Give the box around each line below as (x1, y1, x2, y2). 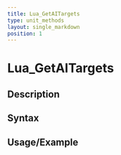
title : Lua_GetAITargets (7, 10, 80, 18)
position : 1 (7, 30, 42, 37)
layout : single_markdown (7, 23, 80, 30)
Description (7, 88, 60, 100)
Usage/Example (7, 136, 79, 148)
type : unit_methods (7, 17, 65, 24)
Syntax (7, 112, 39, 124)
